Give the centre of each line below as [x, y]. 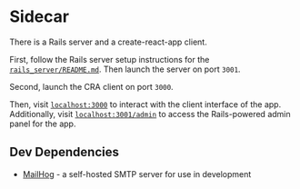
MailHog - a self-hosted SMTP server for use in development [137, 174]
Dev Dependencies [65, 152]
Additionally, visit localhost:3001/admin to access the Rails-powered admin [150, 114]
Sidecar [40, 17]
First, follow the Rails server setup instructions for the [110, 59]
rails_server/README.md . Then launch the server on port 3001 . [125, 69]
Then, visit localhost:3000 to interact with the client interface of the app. [145, 104]
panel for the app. [43, 124]
